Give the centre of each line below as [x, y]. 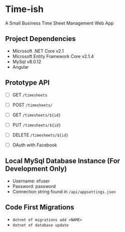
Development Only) [36, 169]
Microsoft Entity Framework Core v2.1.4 [53, 56]
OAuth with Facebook [35, 145]
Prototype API [27, 83]
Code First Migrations [40, 207]
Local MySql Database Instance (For [63, 161]
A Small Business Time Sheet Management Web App [59, 23]
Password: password [34, 186]
